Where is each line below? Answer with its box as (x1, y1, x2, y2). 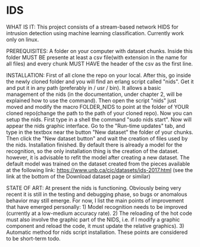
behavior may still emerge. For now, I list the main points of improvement (6, 197, 185, 204)
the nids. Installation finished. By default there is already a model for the (6, 141, 183, 148)
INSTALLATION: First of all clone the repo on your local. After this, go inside (6, 71, 192, 79)
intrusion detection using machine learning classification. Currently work (6, 29, 185, 36)
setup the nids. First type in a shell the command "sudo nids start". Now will (6, 115, 192, 123)
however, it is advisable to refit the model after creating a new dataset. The (6, 154, 190, 161)
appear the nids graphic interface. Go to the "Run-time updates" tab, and (6, 122, 186, 129)
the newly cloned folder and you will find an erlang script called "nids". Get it (6, 78, 194, 85)
